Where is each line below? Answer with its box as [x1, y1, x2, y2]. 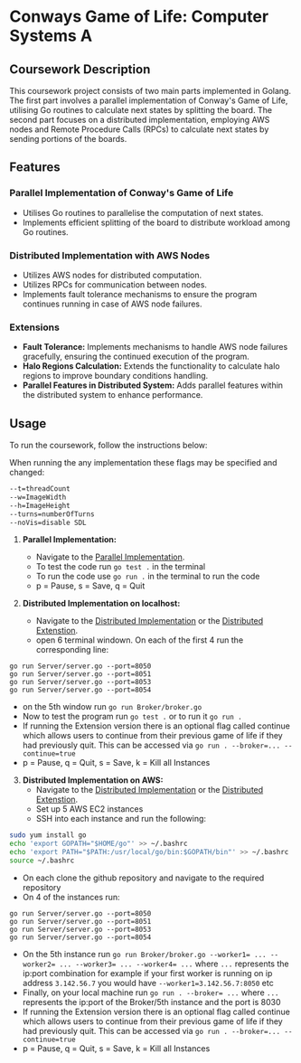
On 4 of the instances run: [22, 891, 120, 902]
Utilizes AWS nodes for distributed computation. [22, 269, 202, 280]
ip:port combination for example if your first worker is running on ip [22, 967, 273, 978]
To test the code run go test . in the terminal [35, 561, 206, 572]
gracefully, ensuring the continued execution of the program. [22, 351, 250, 362]
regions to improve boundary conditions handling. [22, 371, 209, 381]
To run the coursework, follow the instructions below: [9, 440, 208, 451]
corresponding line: [35, 644, 109, 655]
